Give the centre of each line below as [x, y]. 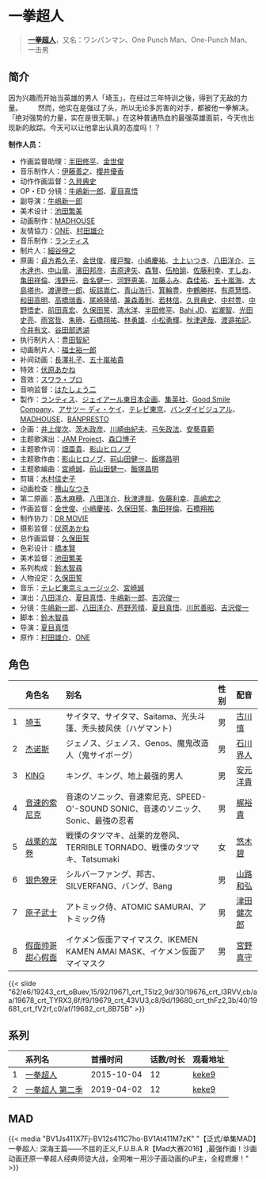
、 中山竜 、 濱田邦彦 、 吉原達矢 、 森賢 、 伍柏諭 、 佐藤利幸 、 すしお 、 [148, 270]
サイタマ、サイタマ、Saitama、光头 [132, 716]
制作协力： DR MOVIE [54, 518]
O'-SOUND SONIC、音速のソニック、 [136, 808]
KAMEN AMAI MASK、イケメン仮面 [132, 951]
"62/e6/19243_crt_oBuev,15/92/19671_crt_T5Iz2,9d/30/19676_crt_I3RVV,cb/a [133, 992]
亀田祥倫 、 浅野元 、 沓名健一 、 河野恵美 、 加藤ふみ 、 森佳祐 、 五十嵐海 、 [134, 280]
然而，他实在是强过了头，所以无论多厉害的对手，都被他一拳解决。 [145, 107]
